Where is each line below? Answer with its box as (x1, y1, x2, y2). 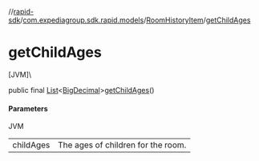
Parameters (8, 103, 48, 113)
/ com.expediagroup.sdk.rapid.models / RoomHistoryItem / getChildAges (19, 15, 251, 25)
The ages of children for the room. (57, 139, 187, 151)
